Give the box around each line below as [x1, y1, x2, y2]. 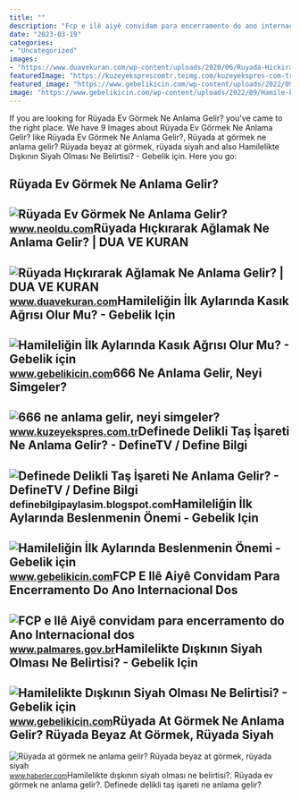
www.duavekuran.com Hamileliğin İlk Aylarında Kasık [9, 293, 290, 309]
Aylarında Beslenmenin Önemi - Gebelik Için [9, 510, 259, 525]
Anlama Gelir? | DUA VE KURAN [9, 234, 189, 251]
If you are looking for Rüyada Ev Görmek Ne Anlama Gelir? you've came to [9, 113, 283, 123]
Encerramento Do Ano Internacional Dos [9, 582, 238, 598]
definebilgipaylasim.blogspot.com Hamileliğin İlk [9, 496, 253, 511]
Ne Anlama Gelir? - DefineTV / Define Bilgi [9, 438, 248, 453]
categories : [9, 38, 54, 47]
